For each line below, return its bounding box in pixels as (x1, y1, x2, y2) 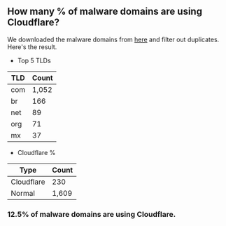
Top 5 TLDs (17, 56, 51, 65)
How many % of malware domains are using (7, 6, 203, 18)
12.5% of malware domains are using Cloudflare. (7, 209, 176, 219)
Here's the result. (7, 42, 57, 51)
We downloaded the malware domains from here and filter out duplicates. (7, 35, 220, 44)
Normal (10, 188, 35, 198)
